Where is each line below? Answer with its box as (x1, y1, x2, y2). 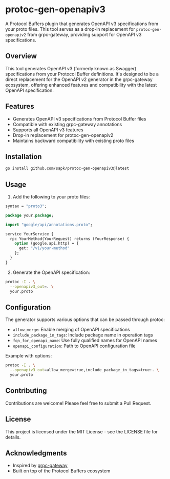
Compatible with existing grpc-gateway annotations (12, 121, 122, 127)
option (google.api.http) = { (14, 241, 79, 246)
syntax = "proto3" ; (5, 204, 47, 209)
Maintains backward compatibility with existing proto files (12, 137, 135, 144)
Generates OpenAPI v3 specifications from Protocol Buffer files (12, 115, 146, 122)
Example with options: (5, 353, 52, 359)
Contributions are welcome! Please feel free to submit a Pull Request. (5, 400, 152, 406)
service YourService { (5, 231, 54, 236)
